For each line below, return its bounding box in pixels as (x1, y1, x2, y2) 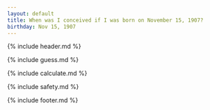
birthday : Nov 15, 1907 (7, 23, 76, 30)
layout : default (7, 10, 54, 17)
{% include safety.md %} (7, 83, 79, 91)
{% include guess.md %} (7, 56, 79, 64)
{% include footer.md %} (7, 96, 79, 104)
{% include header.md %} (7, 42, 81, 51)
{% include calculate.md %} (7, 69, 88, 77)
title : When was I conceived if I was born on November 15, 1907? (7, 17, 204, 24)
